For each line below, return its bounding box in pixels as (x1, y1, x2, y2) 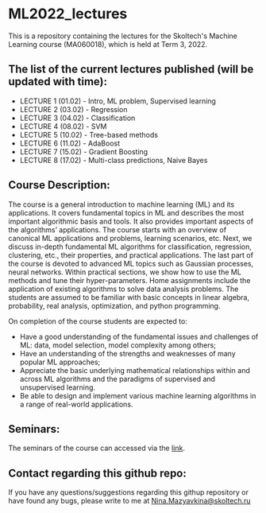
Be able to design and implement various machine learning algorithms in (19, 391, 256, 400)
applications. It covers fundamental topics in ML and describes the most (8, 208, 245, 217)
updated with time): (8, 75, 107, 88)
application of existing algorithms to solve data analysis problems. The (8, 284, 239, 293)
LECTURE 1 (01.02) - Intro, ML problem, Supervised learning (19, 96, 217, 106)
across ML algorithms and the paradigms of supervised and (19, 374, 216, 383)
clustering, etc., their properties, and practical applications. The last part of (8, 250, 254, 259)
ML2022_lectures (8, 5, 128, 23)
